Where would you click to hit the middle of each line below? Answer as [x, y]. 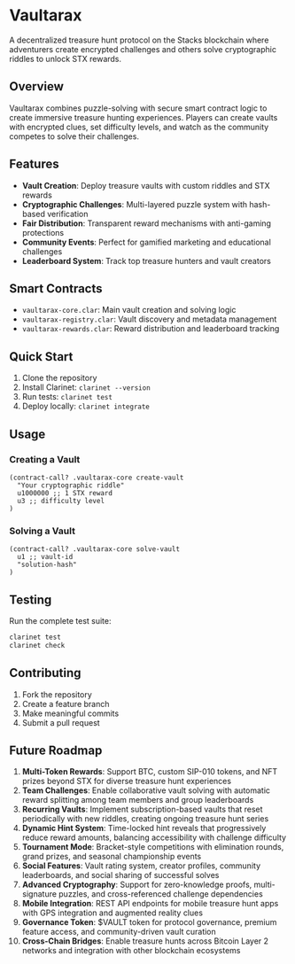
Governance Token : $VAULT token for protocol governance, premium [149, 922]
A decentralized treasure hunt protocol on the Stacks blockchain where [139, 40]
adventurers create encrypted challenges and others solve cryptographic [143, 49]
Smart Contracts [56, 288]
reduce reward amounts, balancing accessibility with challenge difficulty [154, 837]
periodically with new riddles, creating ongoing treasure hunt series [145, 819]
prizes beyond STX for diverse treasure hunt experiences [127, 781]
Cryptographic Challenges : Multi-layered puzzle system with [135, 204]
